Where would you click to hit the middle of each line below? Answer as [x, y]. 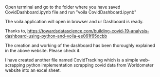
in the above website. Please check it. [43, 51]
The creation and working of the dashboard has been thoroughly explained [80, 45]
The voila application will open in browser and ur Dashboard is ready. [74, 22]
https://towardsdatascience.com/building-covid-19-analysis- [88, 31]
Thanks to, [16, 31]
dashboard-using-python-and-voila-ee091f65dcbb [56, 36]
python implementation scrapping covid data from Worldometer [90, 65]
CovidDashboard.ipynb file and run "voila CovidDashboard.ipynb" [71, 12]
